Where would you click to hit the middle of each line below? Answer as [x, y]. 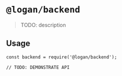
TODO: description [43, 25]
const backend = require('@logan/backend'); [62, 57]
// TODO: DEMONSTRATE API [38, 67]
